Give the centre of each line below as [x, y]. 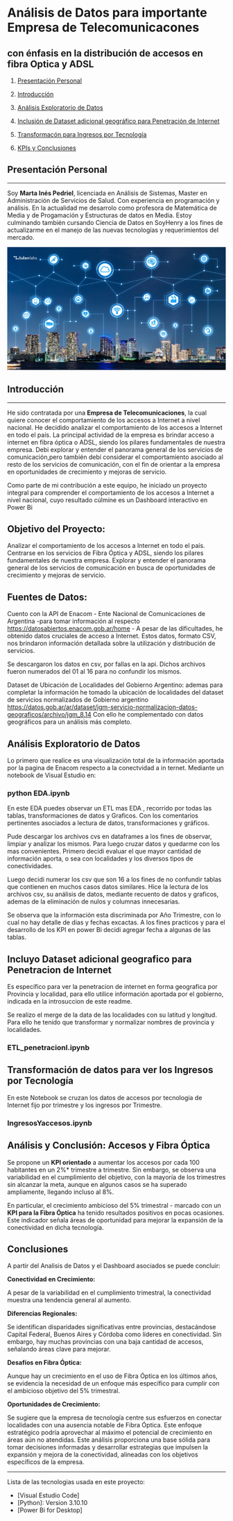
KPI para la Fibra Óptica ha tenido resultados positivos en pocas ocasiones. [116, 1213]
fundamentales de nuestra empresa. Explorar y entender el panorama [106, 560]
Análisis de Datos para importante [107, 13]
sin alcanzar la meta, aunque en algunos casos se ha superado [97, 1184]
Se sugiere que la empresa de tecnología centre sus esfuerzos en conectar [114, 1418]
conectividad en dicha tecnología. [55, 1227]
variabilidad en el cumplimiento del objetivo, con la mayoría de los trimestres [116, 1177]
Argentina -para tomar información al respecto [74, 621]
